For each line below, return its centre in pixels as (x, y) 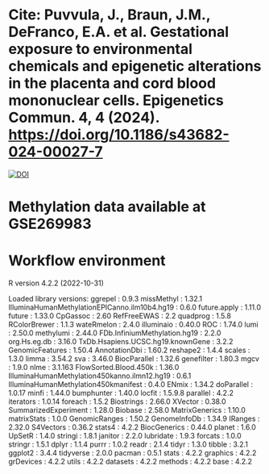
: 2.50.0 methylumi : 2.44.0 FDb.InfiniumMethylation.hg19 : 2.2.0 (115, 333)
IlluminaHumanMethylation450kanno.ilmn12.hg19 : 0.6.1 (100, 376)
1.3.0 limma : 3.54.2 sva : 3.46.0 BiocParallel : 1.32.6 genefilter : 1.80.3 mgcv (134, 359)
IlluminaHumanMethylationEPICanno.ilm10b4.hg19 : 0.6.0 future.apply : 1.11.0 (135, 307)
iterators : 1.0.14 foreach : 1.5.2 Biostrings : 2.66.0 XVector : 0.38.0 (118, 401)
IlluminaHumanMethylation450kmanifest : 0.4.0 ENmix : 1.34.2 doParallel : (131, 385)
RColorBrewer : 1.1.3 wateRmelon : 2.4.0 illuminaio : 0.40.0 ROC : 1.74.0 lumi (134, 325)
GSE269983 (50, 224)
